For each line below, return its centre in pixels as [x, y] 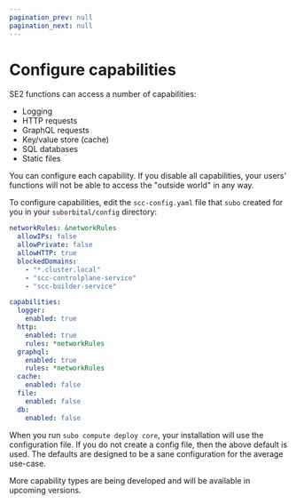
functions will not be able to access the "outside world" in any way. [132, 185]
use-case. [27, 463]
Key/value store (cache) [65, 140]
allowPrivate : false [55, 245]
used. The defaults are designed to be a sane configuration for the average [146, 453]
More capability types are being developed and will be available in [130, 480]
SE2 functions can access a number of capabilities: [103, 94]
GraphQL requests [56, 131]
